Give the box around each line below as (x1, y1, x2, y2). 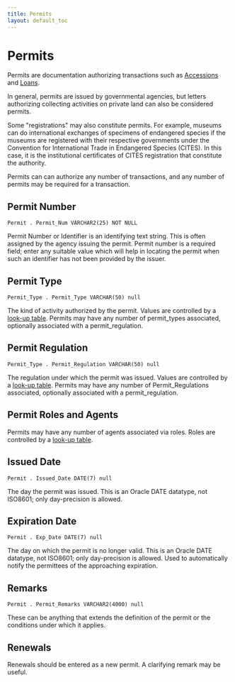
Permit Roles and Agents (7, 409, 119, 421)
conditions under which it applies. (7, 621, 106, 629)
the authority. (7, 159, 47, 167)
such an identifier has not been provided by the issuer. (7, 255, 166, 263)
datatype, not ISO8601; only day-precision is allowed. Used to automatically (7, 554, 228, 563)
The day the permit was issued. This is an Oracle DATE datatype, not (7, 487, 207, 495)
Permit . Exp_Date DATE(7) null (7, 534, 103, 541)
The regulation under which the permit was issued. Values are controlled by (7, 373, 228, 382)
